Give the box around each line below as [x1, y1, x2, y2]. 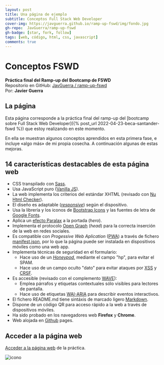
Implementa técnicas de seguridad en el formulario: [12, 249, 117, 255]
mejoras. [5, 145, 23, 151]
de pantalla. [19, 286, 44, 292]
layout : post [5, 7, 32, 12]
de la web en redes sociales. [12, 228, 70, 234]
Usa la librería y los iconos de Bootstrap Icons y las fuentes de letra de [12, 207, 156, 213]
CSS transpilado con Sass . [12, 181, 66, 187]
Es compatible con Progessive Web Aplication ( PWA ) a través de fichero [12, 233, 159, 239]
